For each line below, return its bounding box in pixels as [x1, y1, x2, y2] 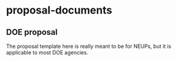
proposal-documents [6, 4, 113, 17]
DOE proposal [6, 27, 58, 37]
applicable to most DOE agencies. [6, 49, 88, 56]
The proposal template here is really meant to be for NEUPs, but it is [6, 43, 172, 50]
